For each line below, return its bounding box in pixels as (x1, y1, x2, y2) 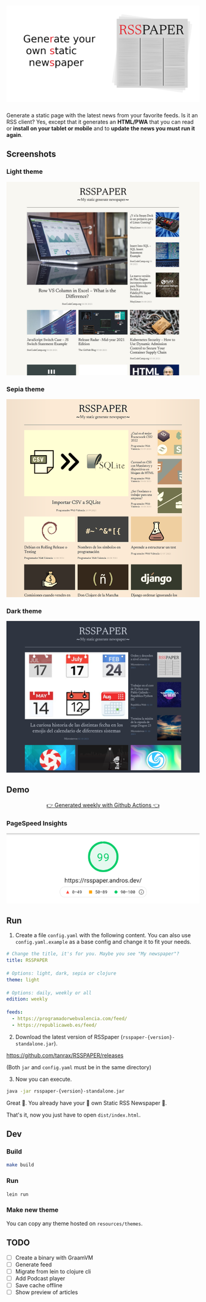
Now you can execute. (15, 1075, 72, 1083)
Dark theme (6, 607, 42, 615)
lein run (6, 1191, 29, 1198)
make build (6, 1162, 34, 1168)
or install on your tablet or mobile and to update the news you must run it (6, 125, 195, 132)
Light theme (6, 168, 43, 176)
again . (6, 131, 23, 138)
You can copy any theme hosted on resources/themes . (6, 1220, 143, 1227)
